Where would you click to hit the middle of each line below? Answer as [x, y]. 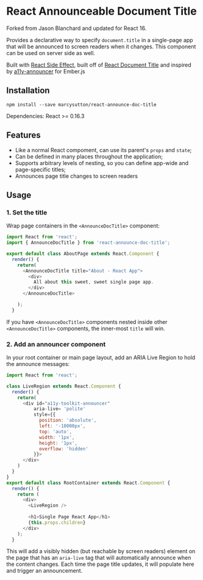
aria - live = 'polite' [59, 409]
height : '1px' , [58, 443]
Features [23, 135]
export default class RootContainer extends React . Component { [88, 483]
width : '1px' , [57, 437]
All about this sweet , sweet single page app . [94, 282]
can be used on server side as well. [51, 53]
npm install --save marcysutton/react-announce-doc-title [81, 105]
